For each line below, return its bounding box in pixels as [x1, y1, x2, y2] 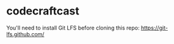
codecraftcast [6, 4, 79, 18]
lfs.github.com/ [6, 30, 45, 37]
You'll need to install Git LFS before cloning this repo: [6, 24, 140, 31]
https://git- [140, 24, 168, 31]
